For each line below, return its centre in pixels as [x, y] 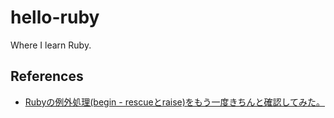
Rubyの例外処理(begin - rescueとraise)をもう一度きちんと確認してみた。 [175, 102]
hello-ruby [55, 17]
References [47, 76]
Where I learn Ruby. [51, 45]
